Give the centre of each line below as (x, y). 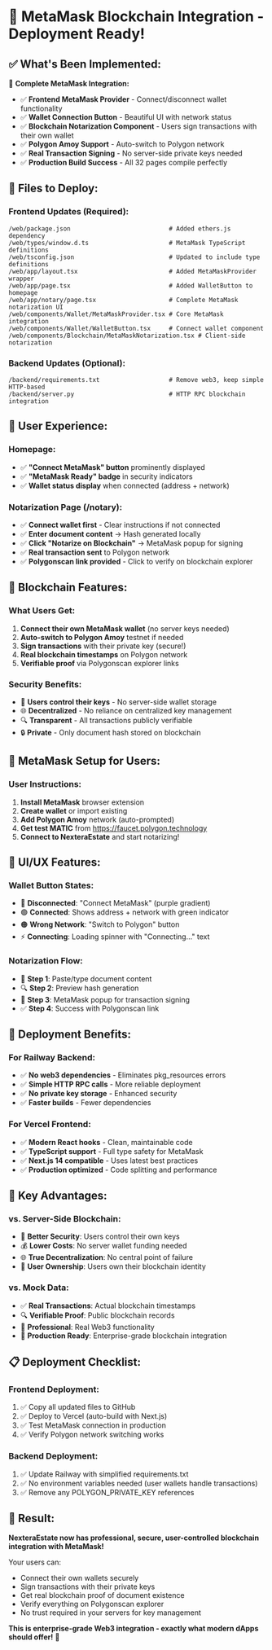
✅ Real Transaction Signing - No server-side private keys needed (131, 153)
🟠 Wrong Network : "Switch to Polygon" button (100, 924)
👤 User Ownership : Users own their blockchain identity (113, 1266)
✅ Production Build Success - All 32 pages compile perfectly (124, 162)
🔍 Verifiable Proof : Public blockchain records (97, 1315)
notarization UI (36, 307)
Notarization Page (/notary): (66, 507)
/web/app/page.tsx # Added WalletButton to (131, 285)
